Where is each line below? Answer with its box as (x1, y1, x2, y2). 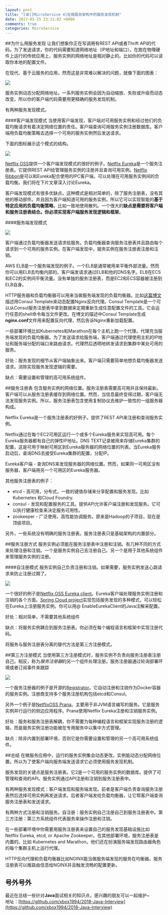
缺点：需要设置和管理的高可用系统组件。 (5, 375, 88, 381)
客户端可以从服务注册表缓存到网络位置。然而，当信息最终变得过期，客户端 (5, 392, 158, 398)
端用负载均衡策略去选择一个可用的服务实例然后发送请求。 (5, 130, 123, 136)
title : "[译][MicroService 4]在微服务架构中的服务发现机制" (5, 12, 121, 17)
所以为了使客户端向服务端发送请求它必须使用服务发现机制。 (13, 759, 136, 765)
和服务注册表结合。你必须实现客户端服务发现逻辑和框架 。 (5, 209, 123, 215)
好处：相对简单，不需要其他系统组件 (5, 614, 80, 620)
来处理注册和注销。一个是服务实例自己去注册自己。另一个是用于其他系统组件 (5, 547, 163, 554)
